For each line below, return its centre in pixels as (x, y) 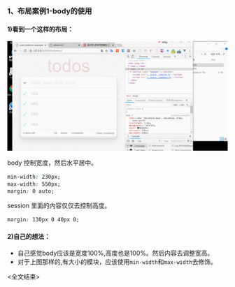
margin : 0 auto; (31, 191)
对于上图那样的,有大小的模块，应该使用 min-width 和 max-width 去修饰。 (117, 262)
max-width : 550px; (34, 184)
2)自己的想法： (29, 236)
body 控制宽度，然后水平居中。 (52, 163)
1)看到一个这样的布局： (41, 29)
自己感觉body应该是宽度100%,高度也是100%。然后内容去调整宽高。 (115, 253)
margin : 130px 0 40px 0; (43, 220)
